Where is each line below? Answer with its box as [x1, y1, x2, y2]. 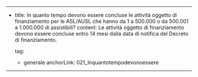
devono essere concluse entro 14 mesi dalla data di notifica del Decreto [14, 30, 189, 37]
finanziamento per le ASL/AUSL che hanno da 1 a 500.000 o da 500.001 [14, 18, 189, 24]
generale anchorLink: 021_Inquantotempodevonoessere [23, 59, 159, 66]
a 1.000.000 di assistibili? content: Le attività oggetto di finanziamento [14, 24, 184, 31]
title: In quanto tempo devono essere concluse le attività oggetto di [14, 12, 177, 18]
